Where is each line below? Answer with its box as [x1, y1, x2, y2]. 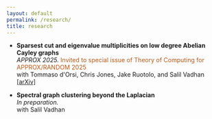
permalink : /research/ [6, 16, 71, 23]
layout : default [6, 10, 53, 17]
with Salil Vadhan [16, 105, 66, 114]
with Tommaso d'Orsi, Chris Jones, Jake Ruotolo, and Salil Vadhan [16, 70, 205, 79]
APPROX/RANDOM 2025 [16, 63, 86, 72]
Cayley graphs [16, 49, 59, 57]
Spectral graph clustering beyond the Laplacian [16, 91, 155, 99]
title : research [6, 23, 53, 29]
